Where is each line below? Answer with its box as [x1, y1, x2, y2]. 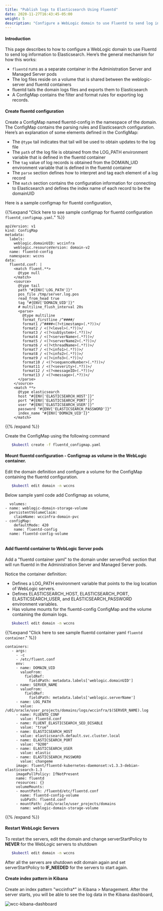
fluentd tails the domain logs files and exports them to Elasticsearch [12, 87, 148, 93]
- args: [11, 648, 27, 653]
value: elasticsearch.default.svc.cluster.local [20, 733, 120, 738]
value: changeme [20, 759, 53, 764]
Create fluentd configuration [5, 108, 64, 114]
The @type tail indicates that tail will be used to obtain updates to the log [12, 139, 156, 145]
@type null [17, 270, 40, 275]
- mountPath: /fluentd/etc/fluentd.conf [16, 789, 98, 793]
